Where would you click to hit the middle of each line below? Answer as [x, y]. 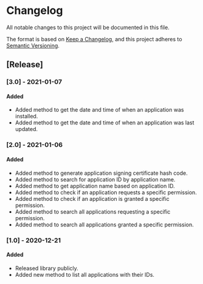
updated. [26, 129]
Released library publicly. [47, 268]
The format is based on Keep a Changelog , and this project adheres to [94, 39]
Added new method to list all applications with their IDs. [85, 274]
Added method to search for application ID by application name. [95, 179]
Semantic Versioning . [33, 46]
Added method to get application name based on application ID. [95, 186]
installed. [26, 117]
